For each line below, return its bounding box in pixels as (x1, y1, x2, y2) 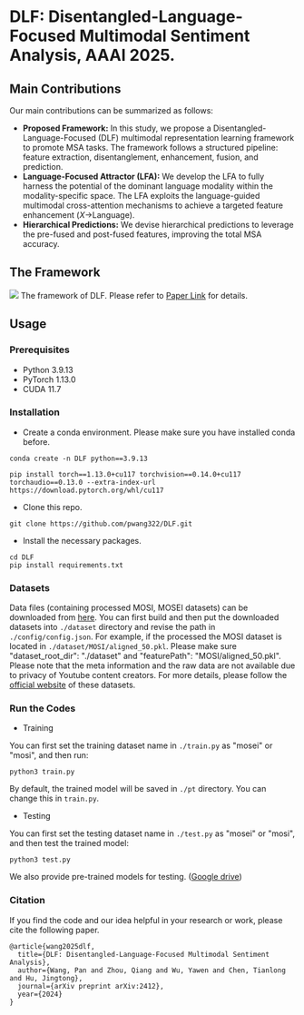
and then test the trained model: (9, 838, 130, 849)
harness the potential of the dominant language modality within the (22, 181, 274, 192)
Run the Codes (9, 702, 76, 714)
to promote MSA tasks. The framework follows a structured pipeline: (22, 143, 279, 153)
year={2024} (17, 990, 64, 999)
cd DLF (9, 552, 34, 562)
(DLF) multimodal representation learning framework (98, 133, 295, 143)
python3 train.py (9, 767, 75, 777)
